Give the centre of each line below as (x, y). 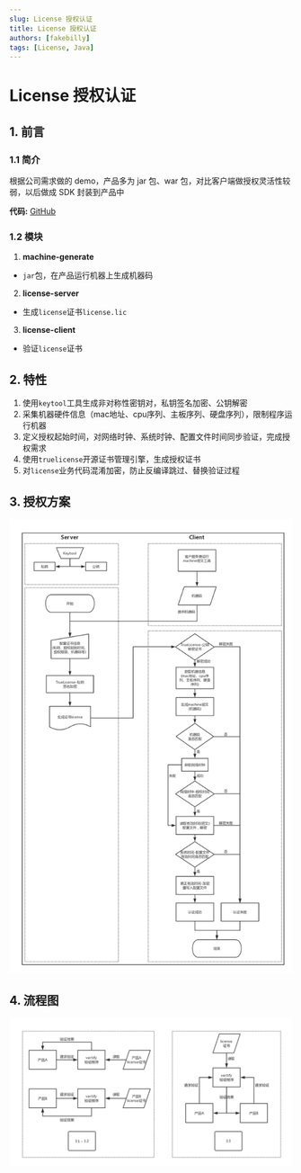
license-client (49, 330)
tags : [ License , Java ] (52, 48)
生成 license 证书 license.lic (75, 312)
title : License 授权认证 (53, 28)
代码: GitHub (33, 211)
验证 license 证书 (52, 349)
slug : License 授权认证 (51, 19)
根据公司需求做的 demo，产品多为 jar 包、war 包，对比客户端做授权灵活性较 (150, 181)
